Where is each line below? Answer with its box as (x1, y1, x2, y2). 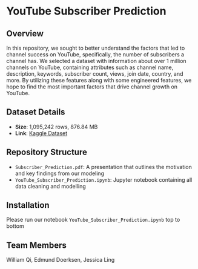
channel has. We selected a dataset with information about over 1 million (6, 58, 186, 64)
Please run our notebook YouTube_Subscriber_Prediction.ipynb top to (6, 216, 180, 224)
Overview (6, 28, 44, 39)
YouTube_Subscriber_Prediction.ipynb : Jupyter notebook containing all (15, 176, 193, 183)
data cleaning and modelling (15, 182, 86, 190)
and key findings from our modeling (15, 170, 105, 177)
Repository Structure (6, 147, 88, 158)
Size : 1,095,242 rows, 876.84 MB (15, 123, 98, 130)
